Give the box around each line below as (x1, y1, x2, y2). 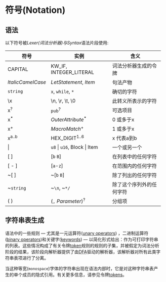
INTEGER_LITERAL (51, 69, 94, 76)
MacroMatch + (51, 125, 84, 133)
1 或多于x (112, 126, 135, 132)
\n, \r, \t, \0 (51, 97, 76, 104)
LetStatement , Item (51, 79, 95, 86)
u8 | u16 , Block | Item (51, 144, 98, 150)
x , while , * (51, 88, 74, 94)
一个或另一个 (112, 144, 142, 151)
